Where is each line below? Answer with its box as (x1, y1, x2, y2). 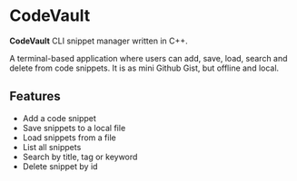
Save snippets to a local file (22, 122, 126, 133)
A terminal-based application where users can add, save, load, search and (9, 52, 288, 63)
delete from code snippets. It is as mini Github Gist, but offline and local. (9, 62, 280, 73)
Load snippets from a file (22, 132, 116, 143)
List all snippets (22, 141, 82, 152)
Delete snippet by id (22, 160, 98, 172)
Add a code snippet (22, 112, 97, 123)
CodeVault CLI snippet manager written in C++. (9, 35, 188, 46)
